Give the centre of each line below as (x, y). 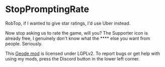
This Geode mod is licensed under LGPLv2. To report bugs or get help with (82, 53)
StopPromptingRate (47, 9)
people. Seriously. (24, 43)
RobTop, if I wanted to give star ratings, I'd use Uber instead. (68, 23)
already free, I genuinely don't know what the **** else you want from (78, 38)
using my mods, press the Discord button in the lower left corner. (72, 58)
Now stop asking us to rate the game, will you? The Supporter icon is (77, 33)
